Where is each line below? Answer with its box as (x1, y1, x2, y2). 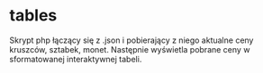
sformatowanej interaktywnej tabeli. (9, 53, 142, 64)
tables (9, 5, 58, 26)
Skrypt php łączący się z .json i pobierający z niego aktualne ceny (9, 35, 254, 45)
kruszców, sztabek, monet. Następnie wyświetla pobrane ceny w (9, 44, 250, 54)
